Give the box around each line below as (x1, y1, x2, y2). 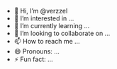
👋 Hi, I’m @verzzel (13, 7, 68, 15)
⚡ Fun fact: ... (13, 55, 53, 63)
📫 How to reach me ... (13, 37, 80, 45)
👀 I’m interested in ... (13, 14, 74, 23)
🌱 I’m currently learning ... (13, 22, 90, 30)
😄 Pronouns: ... (13, 47, 60, 56)
